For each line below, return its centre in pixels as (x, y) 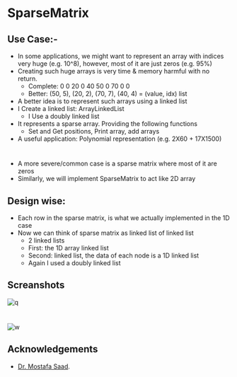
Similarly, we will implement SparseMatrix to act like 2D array (106, 179)
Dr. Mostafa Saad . (44, 366)
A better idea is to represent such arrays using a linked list (102, 101)
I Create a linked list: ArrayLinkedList (71, 109)
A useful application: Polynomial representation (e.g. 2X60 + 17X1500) (120, 139)
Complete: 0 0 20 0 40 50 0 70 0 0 (79, 86)
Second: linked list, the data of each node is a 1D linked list (114, 255)
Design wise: (36, 201)
